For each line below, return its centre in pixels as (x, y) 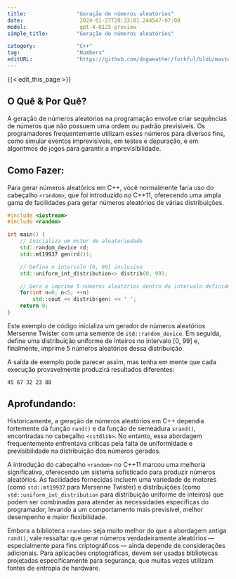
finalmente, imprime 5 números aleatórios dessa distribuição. (96, 348)
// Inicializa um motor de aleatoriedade (81, 241)
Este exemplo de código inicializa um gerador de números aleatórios (106, 325)
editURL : (20, 60)
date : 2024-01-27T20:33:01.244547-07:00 (94, 20)
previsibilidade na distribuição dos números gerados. (84, 451)
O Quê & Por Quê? (47, 102)
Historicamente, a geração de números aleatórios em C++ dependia (106, 421)
